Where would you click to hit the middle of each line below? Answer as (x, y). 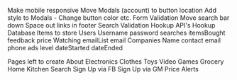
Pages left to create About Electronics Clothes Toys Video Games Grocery (116, 62)
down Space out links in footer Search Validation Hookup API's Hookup (111, 25)
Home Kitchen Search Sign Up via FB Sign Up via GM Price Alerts (103, 69)
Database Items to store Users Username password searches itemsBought (116, 33)
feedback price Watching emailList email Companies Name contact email (114, 40)
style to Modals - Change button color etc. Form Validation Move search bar (118, 18)
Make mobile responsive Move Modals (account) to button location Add (112, 10)
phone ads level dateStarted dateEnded (65, 48)
